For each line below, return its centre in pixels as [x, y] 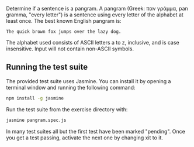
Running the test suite [47, 67]
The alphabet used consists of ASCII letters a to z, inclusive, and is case [93, 42]
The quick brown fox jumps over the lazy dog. [64, 32]
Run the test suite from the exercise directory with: [67, 109]
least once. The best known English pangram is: [64, 21]
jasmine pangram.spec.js [36, 120]
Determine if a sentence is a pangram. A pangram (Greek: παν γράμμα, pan [97, 8]
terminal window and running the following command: [71, 87]
